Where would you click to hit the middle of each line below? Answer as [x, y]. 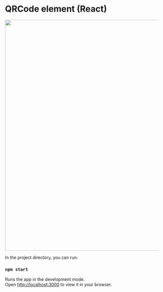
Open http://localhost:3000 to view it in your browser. [59, 285]
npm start [16, 269]
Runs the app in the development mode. [45, 279]
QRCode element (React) [56, 9]
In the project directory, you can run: [41, 257]
